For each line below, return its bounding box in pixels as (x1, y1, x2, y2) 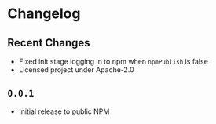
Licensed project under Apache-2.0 (18, 65, 134, 75)
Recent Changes (7, 36, 91, 49)
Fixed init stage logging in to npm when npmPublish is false (18, 57, 209, 66)
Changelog (7, 5, 81, 23)
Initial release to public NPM (18, 107, 110, 116)
